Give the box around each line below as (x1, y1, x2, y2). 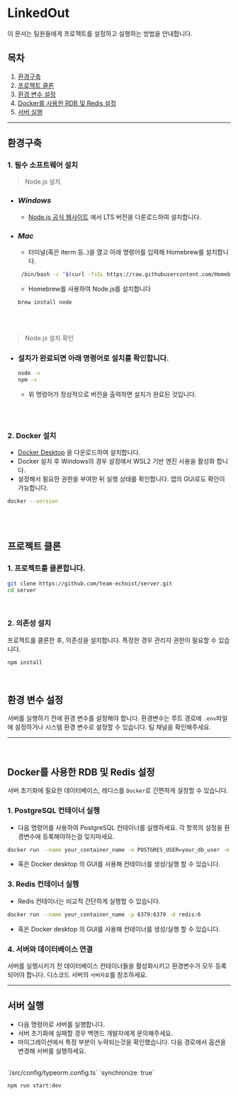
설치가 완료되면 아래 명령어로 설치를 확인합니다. (17, 353, 169, 363)
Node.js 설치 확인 (24, 333, 74, 342)
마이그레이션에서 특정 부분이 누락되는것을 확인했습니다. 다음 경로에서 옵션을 (17, 1037, 227, 1046)
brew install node (17, 298, 72, 306)
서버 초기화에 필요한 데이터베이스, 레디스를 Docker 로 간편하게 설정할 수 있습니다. (7, 786, 229, 795)
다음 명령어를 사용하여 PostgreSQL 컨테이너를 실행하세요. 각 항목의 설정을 (17, 823, 223, 832)
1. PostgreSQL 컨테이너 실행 (7, 806, 101, 816)
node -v (17, 370, 40, 377)
